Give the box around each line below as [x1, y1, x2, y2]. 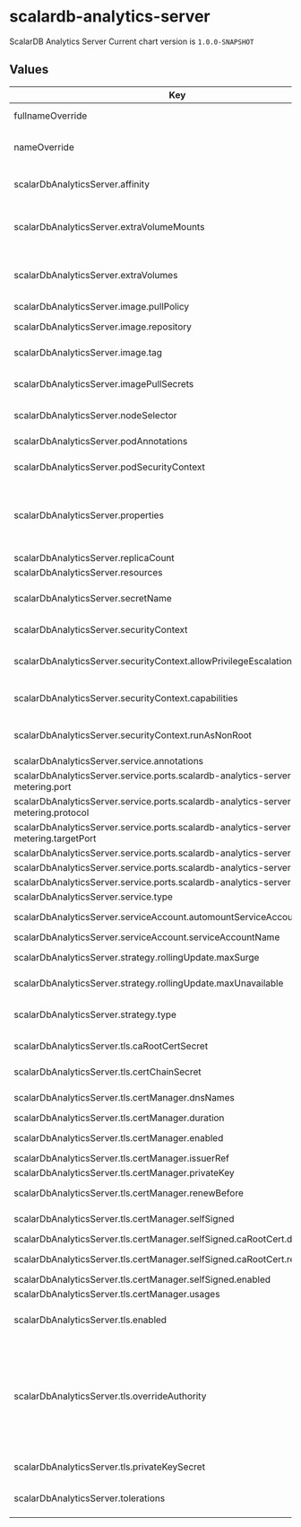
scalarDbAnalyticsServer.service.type [13, 891, 173, 903]
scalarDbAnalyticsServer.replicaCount [13, 551, 175, 564]
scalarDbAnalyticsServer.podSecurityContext [13, 461, 206, 473]
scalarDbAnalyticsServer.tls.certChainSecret [13, 1066, 202, 1078]
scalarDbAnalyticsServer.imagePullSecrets [13, 377, 194, 390]
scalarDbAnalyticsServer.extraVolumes [13, 268, 178, 281]
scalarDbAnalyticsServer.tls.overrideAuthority [13, 1390, 207, 1402]
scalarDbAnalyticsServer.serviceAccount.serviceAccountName [13, 931, 280, 943]
